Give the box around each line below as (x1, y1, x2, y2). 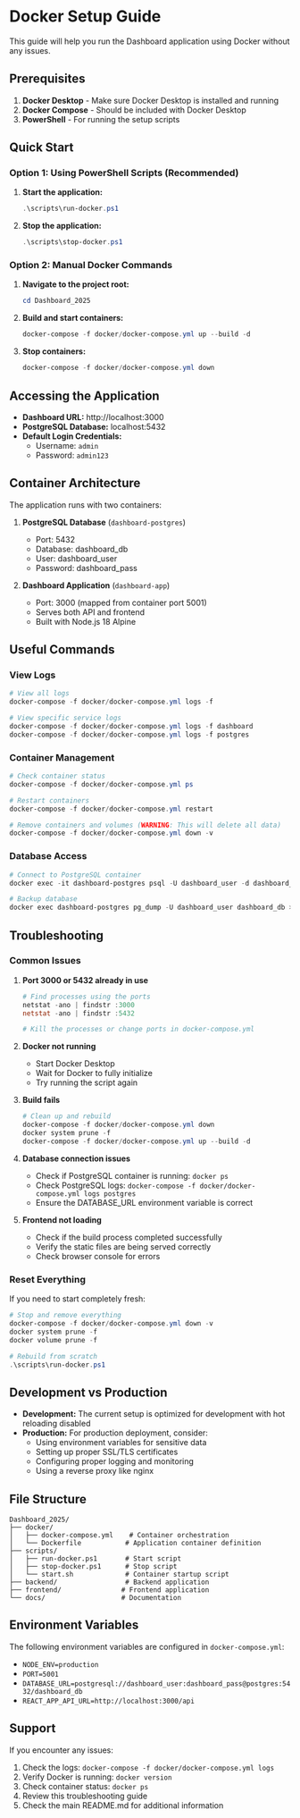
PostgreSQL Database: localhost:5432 (21, 421, 166, 432)
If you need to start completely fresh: (9, 1293, 146, 1304)
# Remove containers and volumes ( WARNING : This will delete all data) (9, 821, 281, 829)
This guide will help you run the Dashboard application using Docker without (9, 36, 290, 46)
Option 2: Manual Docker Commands (9, 259, 173, 272)
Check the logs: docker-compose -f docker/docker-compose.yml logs (21, 1762, 275, 1772)
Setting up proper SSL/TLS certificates (35, 1446, 179, 1458)
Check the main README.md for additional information (21, 1799, 224, 1811)
